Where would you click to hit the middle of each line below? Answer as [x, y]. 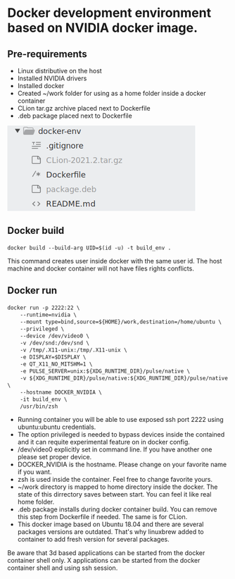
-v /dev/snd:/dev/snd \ [55, 343]
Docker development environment [109, 13]
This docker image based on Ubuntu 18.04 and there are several [110, 524]
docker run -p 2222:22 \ [44, 308]
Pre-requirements [47, 54]
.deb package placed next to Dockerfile [75, 116]
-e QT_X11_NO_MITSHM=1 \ [56, 364]
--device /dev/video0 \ [55, 336]
